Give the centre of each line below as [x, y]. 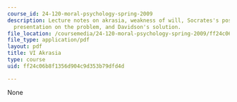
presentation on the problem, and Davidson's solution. [97, 27]
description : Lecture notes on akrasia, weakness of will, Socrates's [113, 20]
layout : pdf [25, 46]
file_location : [30, 33]
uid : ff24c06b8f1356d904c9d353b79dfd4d [66, 66]
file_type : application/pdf [49, 40]
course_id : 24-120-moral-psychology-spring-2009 [80, 14]
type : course [26, 60]
